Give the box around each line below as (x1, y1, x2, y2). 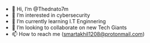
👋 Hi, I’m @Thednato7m (11, 6, 69, 12)
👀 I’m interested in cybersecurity (11, 12, 90, 19)
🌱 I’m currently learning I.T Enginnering (11, 18, 107, 24)
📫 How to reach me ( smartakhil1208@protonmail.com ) (11, 31, 145, 37)
